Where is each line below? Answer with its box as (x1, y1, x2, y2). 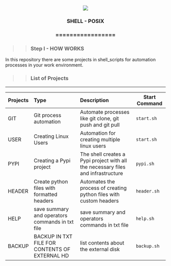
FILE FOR (34, 239, 56, 246)
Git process (34, 111, 62, 118)
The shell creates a (79, 151, 126, 158)
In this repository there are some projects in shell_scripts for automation (5, 57, 156, 63)
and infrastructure (79, 170, 123, 177)
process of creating (79, 184, 127, 191)
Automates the (79, 178, 116, 185)
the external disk (79, 246, 120, 253)
